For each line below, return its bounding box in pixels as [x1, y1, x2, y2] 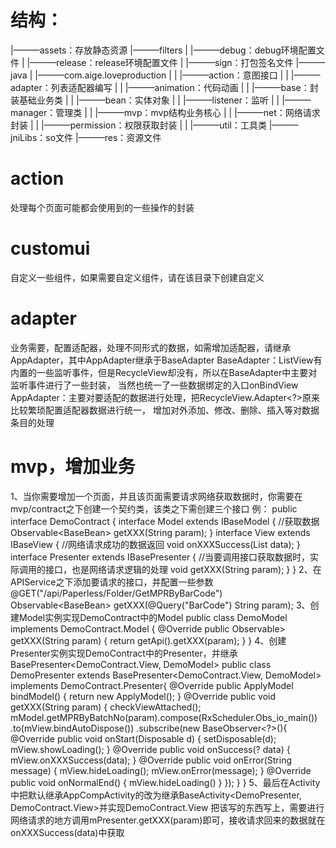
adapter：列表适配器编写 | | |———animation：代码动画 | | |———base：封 [10, 81, 319, 93]
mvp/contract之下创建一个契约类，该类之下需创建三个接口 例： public [10, 502, 298, 515]
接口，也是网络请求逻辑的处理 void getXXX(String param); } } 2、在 [44, 563, 322, 575]
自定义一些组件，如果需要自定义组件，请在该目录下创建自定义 [10, 271, 265, 283]
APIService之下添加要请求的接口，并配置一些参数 [10, 576, 214, 588]
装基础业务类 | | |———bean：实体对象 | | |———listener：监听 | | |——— [10, 94, 312, 106]
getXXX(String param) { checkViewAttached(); [10, 701, 202, 713]
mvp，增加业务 [10, 455, 136, 478]
